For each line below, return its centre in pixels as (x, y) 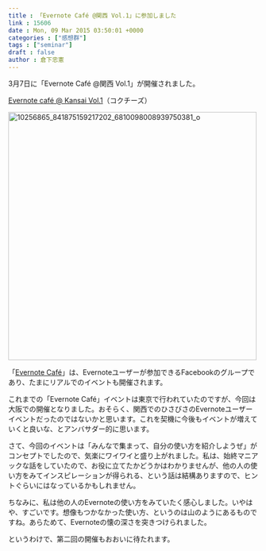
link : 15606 (30, 23)
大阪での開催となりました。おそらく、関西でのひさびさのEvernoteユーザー (131, 409)
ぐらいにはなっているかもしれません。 (77, 485)
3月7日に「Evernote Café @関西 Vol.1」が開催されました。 (104, 83)
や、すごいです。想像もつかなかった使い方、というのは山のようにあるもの (129, 512)
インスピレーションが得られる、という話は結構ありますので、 (143, 475)
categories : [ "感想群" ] (48, 38)
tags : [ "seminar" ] (40, 45)
